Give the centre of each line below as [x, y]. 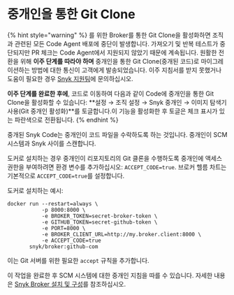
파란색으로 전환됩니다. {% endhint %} [66, 120]
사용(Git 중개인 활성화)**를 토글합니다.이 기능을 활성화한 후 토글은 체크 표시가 [112, 111]
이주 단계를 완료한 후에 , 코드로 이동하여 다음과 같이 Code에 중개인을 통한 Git [111, 93]
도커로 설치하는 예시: [35, 190]
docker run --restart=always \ [53, 203]
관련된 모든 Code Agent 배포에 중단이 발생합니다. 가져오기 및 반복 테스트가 [116, 43]
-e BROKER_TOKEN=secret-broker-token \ [100, 216]
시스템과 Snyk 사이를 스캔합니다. [52, 143]
